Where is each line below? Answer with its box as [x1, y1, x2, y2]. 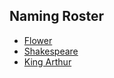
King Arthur [23, 55, 72, 68]
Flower [23, 34, 53, 46]
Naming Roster [9, 8, 105, 25]
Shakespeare [23, 45, 79, 57]
